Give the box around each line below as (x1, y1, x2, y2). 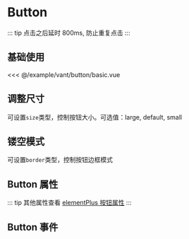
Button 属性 (7, 178, 59, 190)
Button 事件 (7, 221, 59, 233)
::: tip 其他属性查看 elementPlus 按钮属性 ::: (7, 199, 132, 207)
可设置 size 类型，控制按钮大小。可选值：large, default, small (7, 112, 182, 121)
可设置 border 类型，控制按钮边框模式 (7, 156, 113, 164)
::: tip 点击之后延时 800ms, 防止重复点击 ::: (7, 28, 130, 37)
